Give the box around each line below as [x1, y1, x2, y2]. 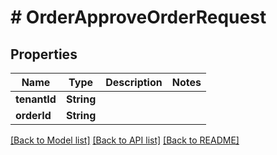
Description [105, 76, 163, 89]
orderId [15, 109, 52, 122]
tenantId [15, 92, 57, 106]
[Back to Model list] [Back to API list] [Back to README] [10, 134, 240, 146]
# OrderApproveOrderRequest [10, 6, 267, 29]
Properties [10, 46, 78, 63]
